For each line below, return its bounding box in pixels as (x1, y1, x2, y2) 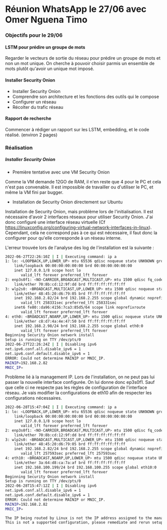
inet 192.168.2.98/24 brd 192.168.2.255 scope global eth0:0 (14, 323, 143, 329)
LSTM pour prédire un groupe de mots (5, 44, 85, 50)
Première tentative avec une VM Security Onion (12, 169, 110, 175)
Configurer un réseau (12, 98, 57, 105)
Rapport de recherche (5, 115, 52, 121)
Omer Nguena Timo (5, 14, 88, 25)
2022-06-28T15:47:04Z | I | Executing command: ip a (5, 405, 117, 410)
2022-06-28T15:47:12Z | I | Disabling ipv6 (5, 483, 97, 488)
